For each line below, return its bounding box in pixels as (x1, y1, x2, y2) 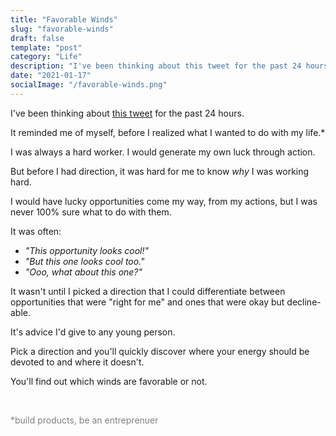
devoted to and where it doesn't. (10, 356, 145, 368)
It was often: (10, 225, 62, 237)
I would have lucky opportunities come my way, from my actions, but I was (10, 195, 318, 207)
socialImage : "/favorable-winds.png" (10, 80, 168, 90)
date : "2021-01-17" (10, 71, 92, 81)
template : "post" (10, 42, 83, 53)
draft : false (10, 33, 65, 43)
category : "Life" (10, 52, 83, 62)
